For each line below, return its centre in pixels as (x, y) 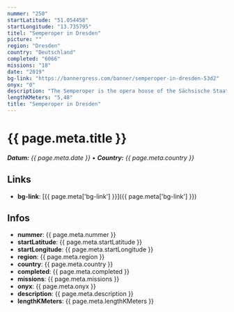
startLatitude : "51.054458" (48, 20)
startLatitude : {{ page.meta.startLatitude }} (80, 242)
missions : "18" (29, 65)
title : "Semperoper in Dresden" (54, 104)
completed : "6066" (34, 59)
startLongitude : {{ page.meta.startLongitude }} (85, 249)
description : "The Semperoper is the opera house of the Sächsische (109, 91)
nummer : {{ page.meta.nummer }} (67, 235)
